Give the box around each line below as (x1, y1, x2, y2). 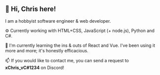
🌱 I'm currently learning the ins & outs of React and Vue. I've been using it (5, 42, 156, 48)
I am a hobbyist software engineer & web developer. (5, 18, 111, 24)
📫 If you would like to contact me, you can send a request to (5, 57, 129, 63)
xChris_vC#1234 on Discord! (5, 65, 64, 71)
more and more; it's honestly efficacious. (5, 47, 89, 53)
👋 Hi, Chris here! (5, 5, 56, 13)
